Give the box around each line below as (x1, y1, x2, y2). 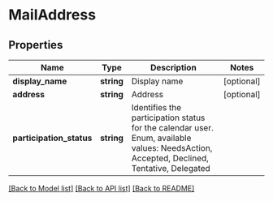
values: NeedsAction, (131, 143, 213, 153)
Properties (8, 38, 63, 52)
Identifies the (131, 102, 182, 113)
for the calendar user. (131, 122, 214, 133)
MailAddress (8, 6, 96, 24)
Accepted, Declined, (131, 152, 210, 164)
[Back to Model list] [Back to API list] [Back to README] (8, 184, 195, 193)
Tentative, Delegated (131, 163, 211, 173)
